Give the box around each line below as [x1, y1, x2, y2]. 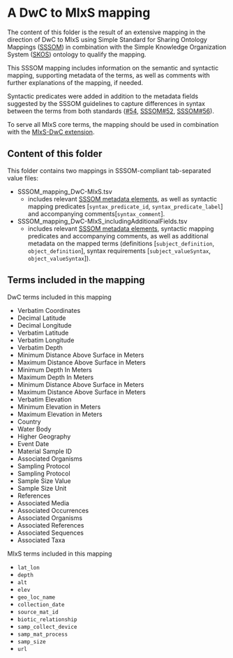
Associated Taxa [17, 535, 66, 544]
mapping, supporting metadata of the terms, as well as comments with [7, 71, 211, 79]
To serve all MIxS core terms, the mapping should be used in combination [7, 120, 219, 128]
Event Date [17, 439, 50, 447]
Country [17, 417, 41, 426]
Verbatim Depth [17, 343, 63, 351]
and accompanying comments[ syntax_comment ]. [27, 209, 165, 217]
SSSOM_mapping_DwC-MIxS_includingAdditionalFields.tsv [17, 217, 188, 225]
